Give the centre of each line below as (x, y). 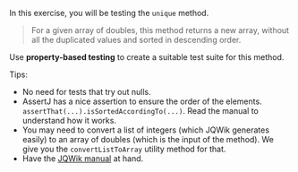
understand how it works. (69, 120)
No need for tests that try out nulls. (86, 92)
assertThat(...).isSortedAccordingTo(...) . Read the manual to (140, 111)
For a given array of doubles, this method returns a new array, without (160, 30)
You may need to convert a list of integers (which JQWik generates (146, 130)
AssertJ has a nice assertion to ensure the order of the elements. (142, 101)
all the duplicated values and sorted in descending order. (136, 40)
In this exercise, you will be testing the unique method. (109, 13)
